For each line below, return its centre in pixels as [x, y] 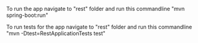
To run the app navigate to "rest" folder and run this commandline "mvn [96, 9]
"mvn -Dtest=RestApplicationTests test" [56, 33]
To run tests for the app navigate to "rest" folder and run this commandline [99, 27]
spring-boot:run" [27, 15]
